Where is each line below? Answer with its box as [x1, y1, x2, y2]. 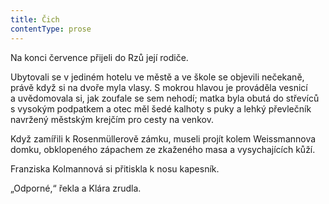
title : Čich [10, 14, 60, 25]
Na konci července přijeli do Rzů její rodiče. [10, 51, 189, 63]
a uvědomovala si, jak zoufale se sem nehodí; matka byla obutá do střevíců [10, 92, 320, 104]
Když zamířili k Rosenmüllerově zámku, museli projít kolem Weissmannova [10, 132, 317, 145]
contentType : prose [10, 24, 92, 34]
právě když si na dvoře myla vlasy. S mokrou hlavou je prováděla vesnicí [10, 81, 308, 93]
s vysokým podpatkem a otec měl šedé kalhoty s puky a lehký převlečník [10, 102, 312, 115]
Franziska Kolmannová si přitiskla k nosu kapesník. [10, 162, 220, 175]
